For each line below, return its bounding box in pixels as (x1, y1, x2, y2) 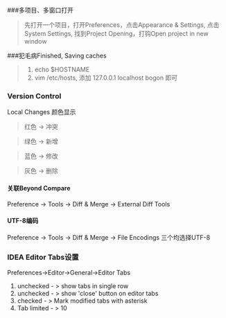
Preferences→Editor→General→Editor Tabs (7, 269, 130, 276)
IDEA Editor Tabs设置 (7, 252, 79, 262)
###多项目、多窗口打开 (7, 6, 74, 14)
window (24, 37, 47, 45)
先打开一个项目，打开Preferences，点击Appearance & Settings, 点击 (24, 21, 220, 29)
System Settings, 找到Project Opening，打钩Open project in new (24, 30, 209, 37)
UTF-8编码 (7, 217, 39, 225)
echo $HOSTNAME (34, 65, 90, 73)
